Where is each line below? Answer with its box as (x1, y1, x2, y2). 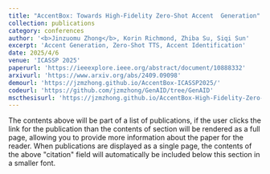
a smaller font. (8, 158, 56, 168)
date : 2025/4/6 (8, 49, 59, 57)
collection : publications (8, 19, 95, 27)
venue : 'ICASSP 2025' (8, 57, 81, 65)
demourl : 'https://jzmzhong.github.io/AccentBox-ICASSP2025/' (8, 79, 221, 87)
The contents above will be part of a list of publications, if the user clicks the (8, 115, 261, 125)
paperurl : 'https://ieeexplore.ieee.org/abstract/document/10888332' (8, 64, 247, 72)
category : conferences (8, 26, 84, 34)
